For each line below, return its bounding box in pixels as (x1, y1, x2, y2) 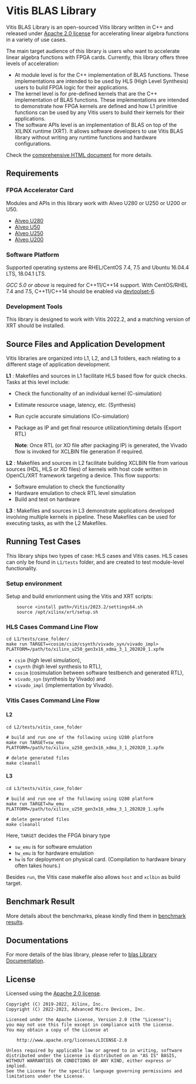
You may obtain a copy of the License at (6, 1027, 109, 1033)
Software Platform (6, 250, 60, 259)
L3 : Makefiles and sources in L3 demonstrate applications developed (6, 507, 175, 514)
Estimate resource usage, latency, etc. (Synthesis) (14, 402, 136, 409)
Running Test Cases (6, 537, 81, 547)
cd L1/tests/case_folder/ (6, 636, 69, 642)
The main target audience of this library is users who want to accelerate (6, 47, 180, 54)
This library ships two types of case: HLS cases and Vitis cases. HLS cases (6, 552, 188, 559)
